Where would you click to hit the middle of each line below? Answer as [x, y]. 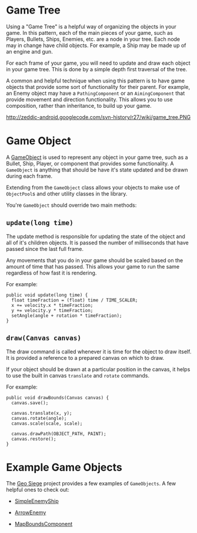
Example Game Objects [64, 467]
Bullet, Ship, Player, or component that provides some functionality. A [90, 163]
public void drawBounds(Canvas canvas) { [58, 398]
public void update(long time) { [47, 295]
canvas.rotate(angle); [39, 418]
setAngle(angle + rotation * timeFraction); [67, 316]
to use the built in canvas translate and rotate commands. [78, 375]
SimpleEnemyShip [36, 501]
